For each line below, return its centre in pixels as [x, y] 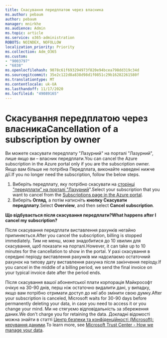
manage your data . [24, 330]
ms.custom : [16, 56]
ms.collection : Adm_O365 [31, 51]
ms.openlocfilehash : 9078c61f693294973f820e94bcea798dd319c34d [72, 70]
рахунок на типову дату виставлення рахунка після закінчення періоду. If [83, 262]
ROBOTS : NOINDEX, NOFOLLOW [33, 42]
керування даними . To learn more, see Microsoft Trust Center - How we [79, 325]
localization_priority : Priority [40, 47]
